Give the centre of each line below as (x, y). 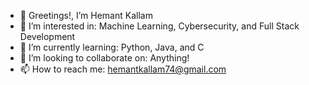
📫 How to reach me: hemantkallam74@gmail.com (123, 69)
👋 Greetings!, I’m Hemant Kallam (86, 15)
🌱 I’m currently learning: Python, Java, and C (112, 47)
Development (47, 36)
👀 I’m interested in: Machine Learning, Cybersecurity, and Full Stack (159, 26)
